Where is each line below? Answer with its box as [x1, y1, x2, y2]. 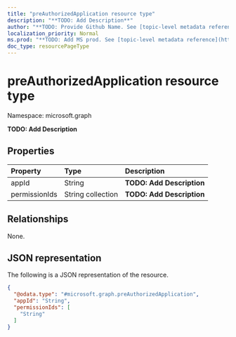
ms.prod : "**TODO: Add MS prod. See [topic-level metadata [7, 37, 184, 44]
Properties [7, 145, 55, 157]
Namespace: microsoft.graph [7, 111, 92, 119]
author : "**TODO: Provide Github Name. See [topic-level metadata [7, 23, 206, 30]
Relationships [7, 213, 69, 225]
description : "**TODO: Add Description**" [7, 17, 133, 24]
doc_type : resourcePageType [7, 43, 90, 50]
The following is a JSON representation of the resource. [7, 271, 169, 279]
